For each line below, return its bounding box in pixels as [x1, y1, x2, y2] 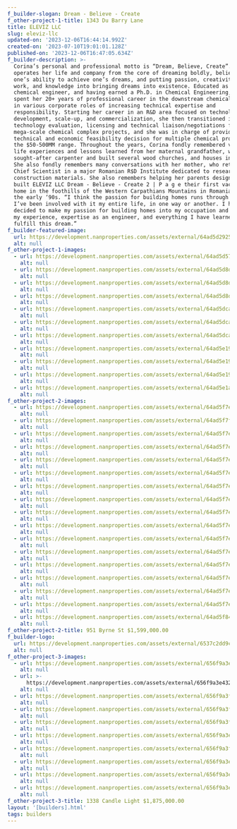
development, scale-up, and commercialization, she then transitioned [13, 115, 226, 122]
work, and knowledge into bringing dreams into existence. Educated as [13, 83, 229, 90]
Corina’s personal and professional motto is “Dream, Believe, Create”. [13, 63, 232, 70]
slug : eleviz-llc [7, 30, 59, 37]
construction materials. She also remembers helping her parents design [13, 174, 232, 181]
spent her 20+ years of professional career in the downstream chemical [13, 96, 232, 103]
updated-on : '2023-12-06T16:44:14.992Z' [7, 37, 128, 44]
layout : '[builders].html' [7, 804, 87, 811]
